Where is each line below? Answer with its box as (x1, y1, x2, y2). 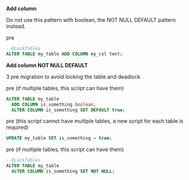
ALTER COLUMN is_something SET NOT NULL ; (11, 168, 115, 174)
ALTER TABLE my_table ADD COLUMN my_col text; (6, 51, 123, 57)
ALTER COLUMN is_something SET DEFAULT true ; (11, 107, 126, 113)
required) (6, 124, 29, 131)
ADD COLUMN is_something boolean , (11, 102, 96, 107)
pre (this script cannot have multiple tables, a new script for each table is (6, 117, 184, 125)
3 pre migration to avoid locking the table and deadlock (6, 73, 141, 80)
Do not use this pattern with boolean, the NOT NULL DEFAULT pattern (6, 17, 176, 23)
